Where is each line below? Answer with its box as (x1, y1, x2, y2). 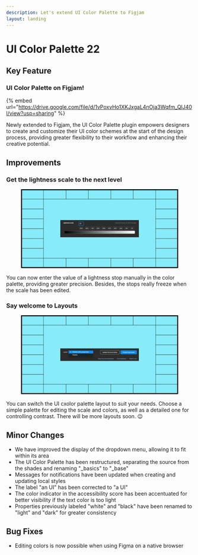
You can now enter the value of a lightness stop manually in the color (6, 274, 175, 281)
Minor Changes (6, 430, 65, 440)
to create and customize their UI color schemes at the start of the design (6, 128, 184, 135)
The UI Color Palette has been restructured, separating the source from (14, 459, 190, 466)
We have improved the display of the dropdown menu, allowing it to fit (14, 446, 186, 453)
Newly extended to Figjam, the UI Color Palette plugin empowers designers (6, 121, 190, 128)
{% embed (6, 97, 33, 104)
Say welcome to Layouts (6, 301, 78, 309)
